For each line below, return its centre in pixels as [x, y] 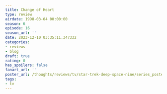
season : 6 [15, 24]
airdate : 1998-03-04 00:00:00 [37, 19]
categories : [17, 42]
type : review [19, 14]
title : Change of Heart [30, 10]
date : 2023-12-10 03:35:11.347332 [41, 38]
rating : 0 [15, 61]
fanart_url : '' [21, 70]
